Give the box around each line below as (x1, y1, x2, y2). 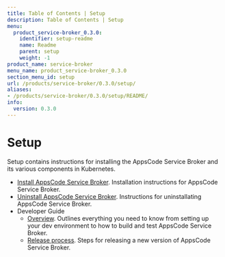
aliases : (7, 86, 32, 93)
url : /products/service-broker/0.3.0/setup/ (7, 80, 136, 87)
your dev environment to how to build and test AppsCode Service (27, 221, 212, 230)
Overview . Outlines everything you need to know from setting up (27, 214, 209, 222)
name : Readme (19, 42, 57, 49)
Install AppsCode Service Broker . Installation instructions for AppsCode (16, 178, 218, 186)
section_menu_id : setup (7, 73, 75, 81)
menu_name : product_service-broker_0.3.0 (7, 67, 127, 74)
